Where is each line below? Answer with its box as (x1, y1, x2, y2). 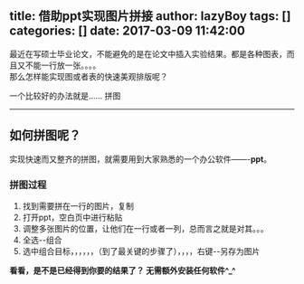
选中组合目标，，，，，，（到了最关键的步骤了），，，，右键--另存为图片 (22, 245, 261, 256)
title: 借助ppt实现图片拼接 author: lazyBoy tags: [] (9, 8, 291, 24)
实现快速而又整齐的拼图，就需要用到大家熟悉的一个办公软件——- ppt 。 (9, 153, 272, 165)
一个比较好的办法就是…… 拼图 (9, 90, 121, 101)
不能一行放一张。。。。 (24, 60, 101, 71)
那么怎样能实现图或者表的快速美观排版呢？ (9, 71, 168, 81)
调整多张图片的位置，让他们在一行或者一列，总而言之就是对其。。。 (22, 222, 269, 233)
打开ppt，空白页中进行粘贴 (22, 212, 123, 222)
